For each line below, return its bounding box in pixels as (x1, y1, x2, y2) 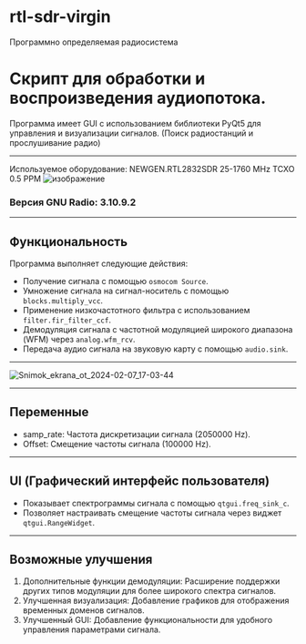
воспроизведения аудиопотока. (9, 88, 267, 108)
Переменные (9, 404, 89, 420)
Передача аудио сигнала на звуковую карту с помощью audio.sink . (22, 343, 289, 354)
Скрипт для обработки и (9, 68, 206, 89)
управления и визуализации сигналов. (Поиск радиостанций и (9, 128, 254, 138)
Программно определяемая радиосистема (9, 36, 178, 47)
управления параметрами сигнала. (22, 624, 161, 635)
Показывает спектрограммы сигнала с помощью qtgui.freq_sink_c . (22, 497, 290, 508)
